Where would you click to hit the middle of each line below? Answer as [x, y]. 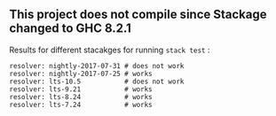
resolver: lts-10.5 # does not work [97, 81]
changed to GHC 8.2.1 [70, 29]
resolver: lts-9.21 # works [81, 89]
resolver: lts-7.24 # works [81, 104]
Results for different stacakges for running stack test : [110, 50]
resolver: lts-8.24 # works [81, 97]
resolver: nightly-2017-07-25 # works [81, 73]
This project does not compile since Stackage [138, 15]
